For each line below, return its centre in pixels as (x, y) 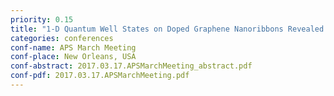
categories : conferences (62, 38)
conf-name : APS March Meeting (73, 47)
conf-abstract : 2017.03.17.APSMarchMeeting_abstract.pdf (131, 66)
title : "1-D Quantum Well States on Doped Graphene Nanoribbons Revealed (167, 29)
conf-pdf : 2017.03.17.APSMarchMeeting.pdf (100, 76)
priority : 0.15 (42, 19)
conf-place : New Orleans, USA (73, 57)
